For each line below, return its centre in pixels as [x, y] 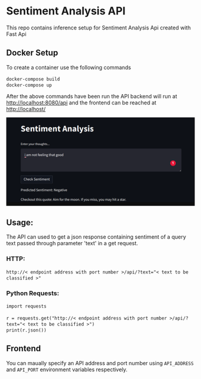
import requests [26, 306]
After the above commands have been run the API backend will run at [92, 96]
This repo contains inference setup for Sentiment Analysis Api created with [99, 28]
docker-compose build [33, 79]
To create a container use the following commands [69, 67]
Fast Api [16, 34]
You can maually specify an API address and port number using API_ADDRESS [100, 363]
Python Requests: [33, 293]
